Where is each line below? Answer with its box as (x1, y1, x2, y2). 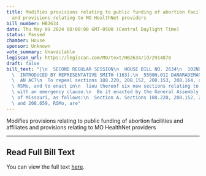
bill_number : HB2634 (6, 20, 59, 26)
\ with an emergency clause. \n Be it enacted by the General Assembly (12, 89, 199, 95)
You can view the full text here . (6, 163, 85, 170)
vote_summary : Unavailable (6, 49, 75, 55)
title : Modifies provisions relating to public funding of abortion (6, 9, 185, 15)
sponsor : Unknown (6, 44, 51, 50)
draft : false (6, 60, 40, 66)
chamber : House (6, 37, 45, 44)
